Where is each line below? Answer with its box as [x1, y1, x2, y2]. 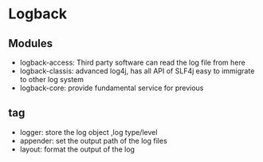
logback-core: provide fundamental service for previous [19, 83, 204, 93]
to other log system [19, 75, 84, 84]
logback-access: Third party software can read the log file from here [19, 57, 245, 67]
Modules [8, 37, 53, 50]
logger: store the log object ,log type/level [19, 127, 158, 136]
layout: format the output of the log [19, 144, 135, 154]
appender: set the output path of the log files [19, 136, 167, 145]
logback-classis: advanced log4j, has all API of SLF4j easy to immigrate [19, 66, 255, 76]
